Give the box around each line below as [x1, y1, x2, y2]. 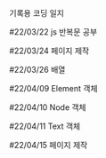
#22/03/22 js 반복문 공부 [9, 27, 98, 37]
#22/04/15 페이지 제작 [9, 140, 88, 150]
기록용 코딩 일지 [9, 8, 65, 18]
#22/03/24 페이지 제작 [9, 45, 90, 56]
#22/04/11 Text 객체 [9, 121, 81, 131]
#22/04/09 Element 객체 [9, 83, 98, 93]
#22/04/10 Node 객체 [9, 102, 86, 113]
